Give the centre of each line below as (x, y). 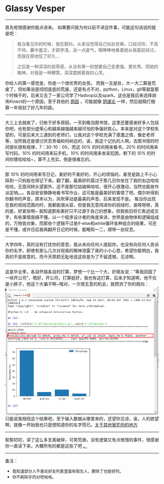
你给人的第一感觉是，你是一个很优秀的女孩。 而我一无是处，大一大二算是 (78, 83)
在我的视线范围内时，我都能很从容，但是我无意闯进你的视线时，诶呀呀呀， (80, 205)
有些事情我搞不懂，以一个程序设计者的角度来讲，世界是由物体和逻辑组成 (86, 217)
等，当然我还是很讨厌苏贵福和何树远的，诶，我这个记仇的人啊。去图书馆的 (80, 141)
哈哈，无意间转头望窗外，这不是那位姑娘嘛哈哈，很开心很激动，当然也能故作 (82, 186)
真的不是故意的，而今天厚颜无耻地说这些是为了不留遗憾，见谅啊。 (71, 256)
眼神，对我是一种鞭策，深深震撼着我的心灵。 (62, 73)
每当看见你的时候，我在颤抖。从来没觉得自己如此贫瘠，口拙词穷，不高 (88, 44)
